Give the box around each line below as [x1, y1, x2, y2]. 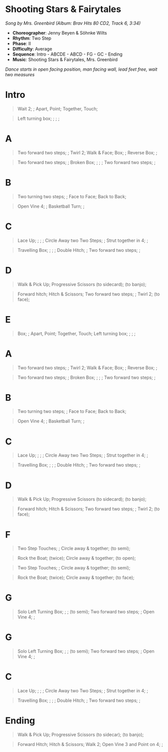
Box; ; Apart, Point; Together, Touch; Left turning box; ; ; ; [17, 330, 136, 337]
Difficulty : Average [12, 46, 53, 52]
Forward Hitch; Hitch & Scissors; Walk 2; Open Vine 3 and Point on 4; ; [17, 741, 163, 747]
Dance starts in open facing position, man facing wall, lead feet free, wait [5, 66, 157, 72]
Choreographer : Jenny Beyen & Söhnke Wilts [12, 30, 107, 36]
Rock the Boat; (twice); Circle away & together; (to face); [17, 574, 134, 580]
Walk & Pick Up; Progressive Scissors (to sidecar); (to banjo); [17, 731, 144, 737]
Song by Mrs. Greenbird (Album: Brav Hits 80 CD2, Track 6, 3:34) [5, 20, 141, 26]
